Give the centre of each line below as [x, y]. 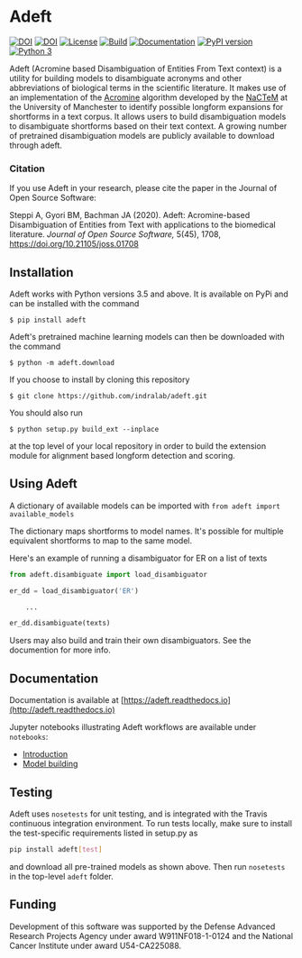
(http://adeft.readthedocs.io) [62, 710]
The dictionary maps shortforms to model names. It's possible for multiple [146, 531]
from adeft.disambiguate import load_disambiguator [108, 574]
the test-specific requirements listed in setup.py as [104, 833]
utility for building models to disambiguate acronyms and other [126, 78]
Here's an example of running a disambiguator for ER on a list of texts [138, 558]
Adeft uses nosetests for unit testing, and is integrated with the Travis [138, 814]
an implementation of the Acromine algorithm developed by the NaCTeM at [149, 97]
